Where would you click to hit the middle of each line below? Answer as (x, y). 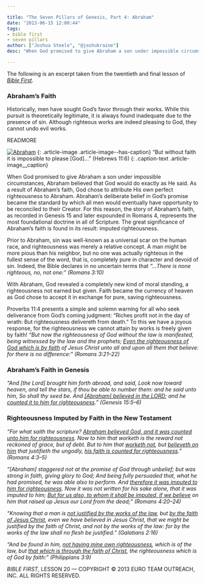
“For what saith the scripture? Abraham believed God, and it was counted (99, 431)
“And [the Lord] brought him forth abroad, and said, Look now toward (94, 383)
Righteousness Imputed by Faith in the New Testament (89, 418)
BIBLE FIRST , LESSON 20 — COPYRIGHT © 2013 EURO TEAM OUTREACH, (101, 569)
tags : (14, 29)
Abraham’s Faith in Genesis (48, 370)
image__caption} (28, 165)
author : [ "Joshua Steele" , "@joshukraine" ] (63, 46)
